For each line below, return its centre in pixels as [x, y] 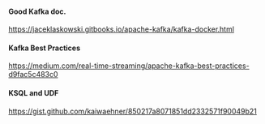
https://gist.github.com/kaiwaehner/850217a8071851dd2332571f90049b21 [133, 111]
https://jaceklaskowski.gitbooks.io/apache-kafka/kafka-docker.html [122, 29]
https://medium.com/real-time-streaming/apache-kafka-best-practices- [129, 66]
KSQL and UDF [34, 93]
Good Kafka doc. [37, 11]
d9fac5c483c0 [33, 75]
